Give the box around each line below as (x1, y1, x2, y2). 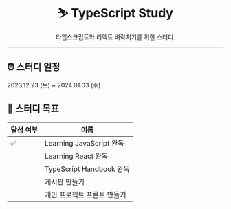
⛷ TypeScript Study (57, 5, 174, 21)
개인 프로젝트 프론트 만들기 (44, 190, 126, 199)
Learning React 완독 (44, 151, 109, 161)
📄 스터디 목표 (7, 103, 60, 115)
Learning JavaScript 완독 (44, 138, 124, 148)
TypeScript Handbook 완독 (44, 164, 131, 174)
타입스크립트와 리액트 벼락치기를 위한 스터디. (56, 32, 175, 41)
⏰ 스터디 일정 (7, 61, 60, 73)
